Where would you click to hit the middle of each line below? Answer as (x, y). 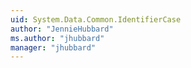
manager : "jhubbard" (53, 47)
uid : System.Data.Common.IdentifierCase (96, 19)
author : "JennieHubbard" (62, 29)
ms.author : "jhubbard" (57, 38)
